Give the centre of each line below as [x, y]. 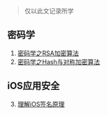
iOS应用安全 [34, 86]
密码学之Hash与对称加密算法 [58, 61]
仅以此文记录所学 [49, 11]
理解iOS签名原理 [41, 104]
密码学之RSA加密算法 [48, 53]
